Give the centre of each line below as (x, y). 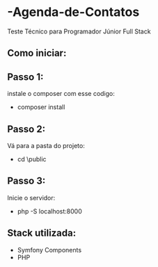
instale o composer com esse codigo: (61, 94)
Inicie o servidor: (31, 197)
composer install (41, 107)
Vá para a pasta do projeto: (46, 145)
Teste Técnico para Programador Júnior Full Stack (79, 31)
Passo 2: (26, 129)
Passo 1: (25, 77)
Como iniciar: (37, 53)
